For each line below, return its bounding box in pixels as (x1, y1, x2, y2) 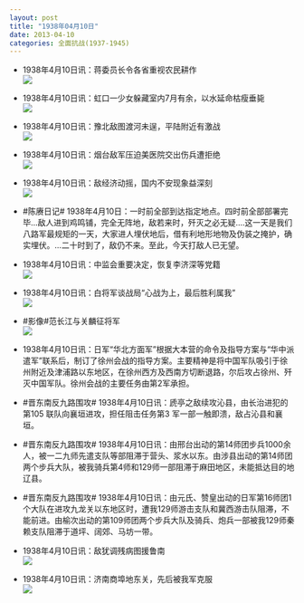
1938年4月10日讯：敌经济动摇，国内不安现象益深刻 (22, 177, 214, 188)
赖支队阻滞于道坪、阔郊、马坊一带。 (22, 526, 158, 537)
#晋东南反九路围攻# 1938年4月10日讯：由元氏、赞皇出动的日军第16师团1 (22, 493, 292, 503)
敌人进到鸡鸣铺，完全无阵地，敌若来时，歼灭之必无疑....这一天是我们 (37, 217, 293, 228)
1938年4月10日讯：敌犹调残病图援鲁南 (22, 545, 166, 557)
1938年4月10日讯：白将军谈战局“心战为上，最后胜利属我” (22, 287, 236, 299)
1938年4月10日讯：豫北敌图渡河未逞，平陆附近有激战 (22, 121, 222, 132)
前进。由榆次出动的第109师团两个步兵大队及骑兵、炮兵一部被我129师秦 (30, 515, 295, 526)
